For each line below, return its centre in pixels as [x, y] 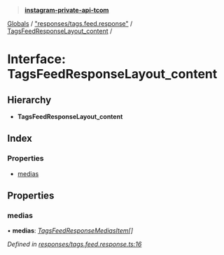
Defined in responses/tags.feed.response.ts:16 [75, 245]
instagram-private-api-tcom [66, 10]
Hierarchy [29, 100]
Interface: [37, 59]
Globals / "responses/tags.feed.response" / [70, 23]
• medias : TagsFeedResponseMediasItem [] [70, 231]
